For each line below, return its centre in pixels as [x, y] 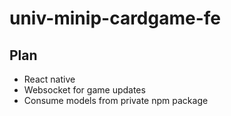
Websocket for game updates [84, 90]
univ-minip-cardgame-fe [115, 18]
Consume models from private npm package [116, 100]
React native [49, 79]
